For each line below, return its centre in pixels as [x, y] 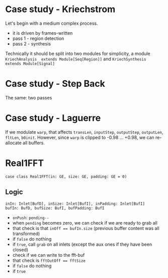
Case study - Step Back [55, 84]
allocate [13, 143]
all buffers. [34, 143]
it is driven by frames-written [43, 33]
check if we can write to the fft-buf [49, 255]
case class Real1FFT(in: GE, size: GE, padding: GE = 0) [66, 177]
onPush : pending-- [31, 217]
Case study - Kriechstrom [60, 9]
